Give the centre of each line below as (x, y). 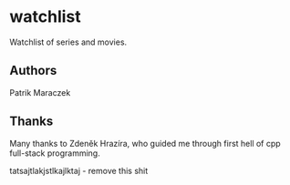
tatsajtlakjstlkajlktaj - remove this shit (79, 170)
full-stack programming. (55, 153)
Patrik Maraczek (40, 92)
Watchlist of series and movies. (68, 42)
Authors (33, 71)
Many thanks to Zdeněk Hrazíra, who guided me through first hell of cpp (145, 143)
